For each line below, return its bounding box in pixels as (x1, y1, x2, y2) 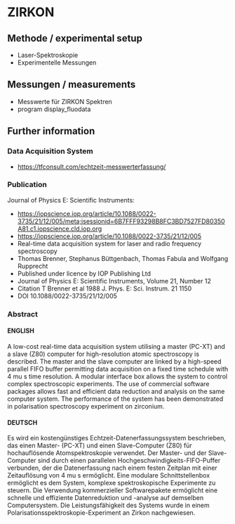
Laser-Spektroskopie (17, 51, 79, 59)
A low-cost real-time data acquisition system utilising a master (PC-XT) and (7, 342, 226, 350)
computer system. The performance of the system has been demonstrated (7, 395, 224, 403)
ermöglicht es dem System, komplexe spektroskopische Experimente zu (7, 479, 216, 487)
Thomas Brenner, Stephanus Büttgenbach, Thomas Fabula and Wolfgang (17, 254, 229, 262)
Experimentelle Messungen (17, 58, 97, 67)
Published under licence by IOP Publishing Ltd (17, 269, 152, 278)
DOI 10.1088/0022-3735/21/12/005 (17, 291, 118, 300)
